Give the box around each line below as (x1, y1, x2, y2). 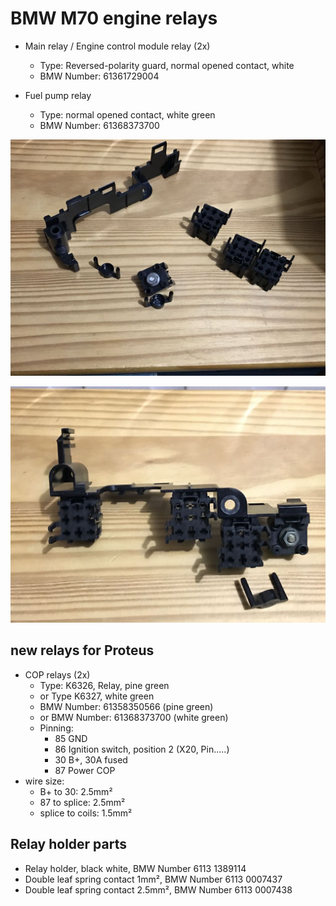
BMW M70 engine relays (10, 7, 218, 30)
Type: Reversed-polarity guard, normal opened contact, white (39, 59, 295, 71)
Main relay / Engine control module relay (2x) (24, 40, 211, 52)
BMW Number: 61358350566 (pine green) (39, 700, 214, 712)
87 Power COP (54, 764, 116, 776)
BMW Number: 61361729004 (39, 70, 160, 82)
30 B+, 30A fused (54, 753, 128, 766)
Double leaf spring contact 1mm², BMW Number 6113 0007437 (24, 873, 283, 885)
